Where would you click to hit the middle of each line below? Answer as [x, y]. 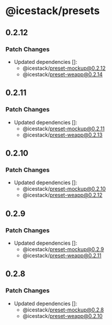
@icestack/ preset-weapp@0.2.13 [62, 135]
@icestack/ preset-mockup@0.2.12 [64, 68]
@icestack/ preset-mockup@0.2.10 [64, 189]
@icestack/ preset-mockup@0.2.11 [64, 128]
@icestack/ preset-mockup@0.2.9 [63, 249]
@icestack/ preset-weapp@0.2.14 [63, 74]
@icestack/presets [53, 11]
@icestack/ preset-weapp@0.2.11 [62, 255]
